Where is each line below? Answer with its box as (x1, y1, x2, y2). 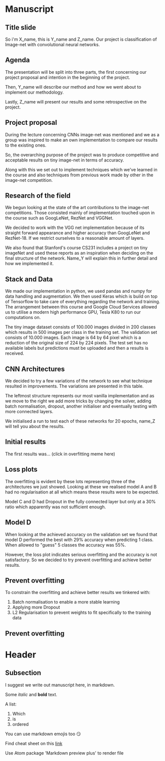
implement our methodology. (5, 89, 64, 95)
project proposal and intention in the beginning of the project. (5, 74, 130, 80)
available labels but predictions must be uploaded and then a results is (5, 345, 149, 351)
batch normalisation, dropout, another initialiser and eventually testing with (5, 403, 157, 409)
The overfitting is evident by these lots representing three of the (5, 478, 135, 484)
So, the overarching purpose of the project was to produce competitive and (5, 152, 159, 158)
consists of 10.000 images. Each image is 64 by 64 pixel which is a (5, 334, 141, 340)
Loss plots (5, 465, 38, 474)
